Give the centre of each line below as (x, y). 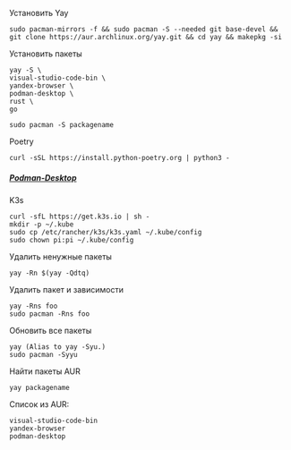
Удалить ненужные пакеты (60, 256)
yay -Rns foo (34, 306)
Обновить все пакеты (51, 330)
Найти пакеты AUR (45, 371)
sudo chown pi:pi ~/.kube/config (72, 240)
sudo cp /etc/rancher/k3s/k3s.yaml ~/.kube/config (106, 232)
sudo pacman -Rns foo (50, 314)
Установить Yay (39, 13)
